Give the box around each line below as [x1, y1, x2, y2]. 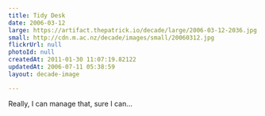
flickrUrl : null [8, 41, 62, 49]
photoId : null [8, 48, 56, 56]
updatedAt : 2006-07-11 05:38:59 [8, 63, 115, 71]
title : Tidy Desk [8, 11, 66, 20]
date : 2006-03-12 [8, 19, 66, 27]
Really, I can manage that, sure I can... [8, 99, 133, 108]
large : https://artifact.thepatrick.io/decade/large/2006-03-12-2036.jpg [8, 26, 258, 34]
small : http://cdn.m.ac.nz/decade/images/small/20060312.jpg [8, 33, 215, 42]
